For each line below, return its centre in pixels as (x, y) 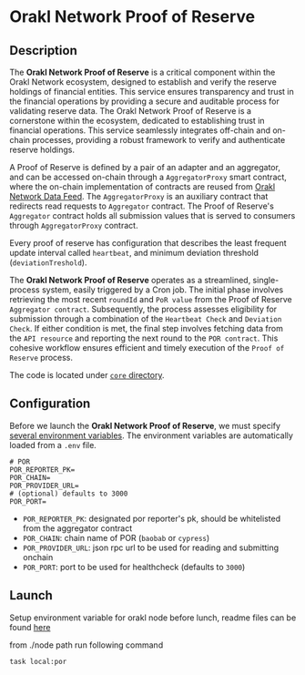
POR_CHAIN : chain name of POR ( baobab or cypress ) (116, 537)
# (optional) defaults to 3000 (69, 494)
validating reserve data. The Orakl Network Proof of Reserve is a (131, 111)
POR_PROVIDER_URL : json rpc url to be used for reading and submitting (151, 547)
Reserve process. (41, 358)
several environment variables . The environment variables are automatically (152, 435)
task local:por (38, 661)
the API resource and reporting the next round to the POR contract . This (144, 338)
